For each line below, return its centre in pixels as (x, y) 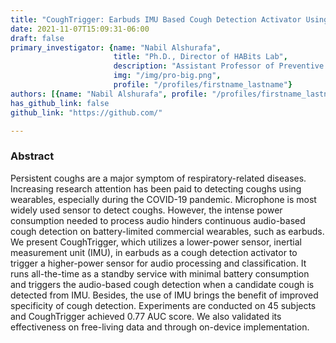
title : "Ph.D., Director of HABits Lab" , (200, 57)
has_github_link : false (60, 103)
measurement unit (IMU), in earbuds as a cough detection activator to (154, 252)
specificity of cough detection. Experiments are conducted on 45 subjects (163, 305)
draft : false (37, 38)
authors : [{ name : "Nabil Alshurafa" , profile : (109, 94)
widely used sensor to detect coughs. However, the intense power (146, 210)
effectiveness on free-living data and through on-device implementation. (160, 327)
